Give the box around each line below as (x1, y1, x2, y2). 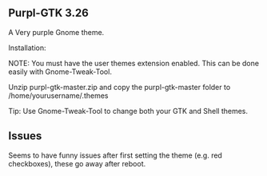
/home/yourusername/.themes (8, 91, 109, 100)
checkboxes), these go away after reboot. (8, 158, 146, 168)
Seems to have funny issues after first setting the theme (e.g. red (8, 151, 222, 160)
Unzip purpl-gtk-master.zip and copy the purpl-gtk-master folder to (8, 82, 231, 92)
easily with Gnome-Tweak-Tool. (8, 67, 112, 76)
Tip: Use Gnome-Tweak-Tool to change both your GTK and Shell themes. (8, 106, 249, 115)
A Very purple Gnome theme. (8, 27, 105, 37)
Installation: (8, 43, 46, 53)
